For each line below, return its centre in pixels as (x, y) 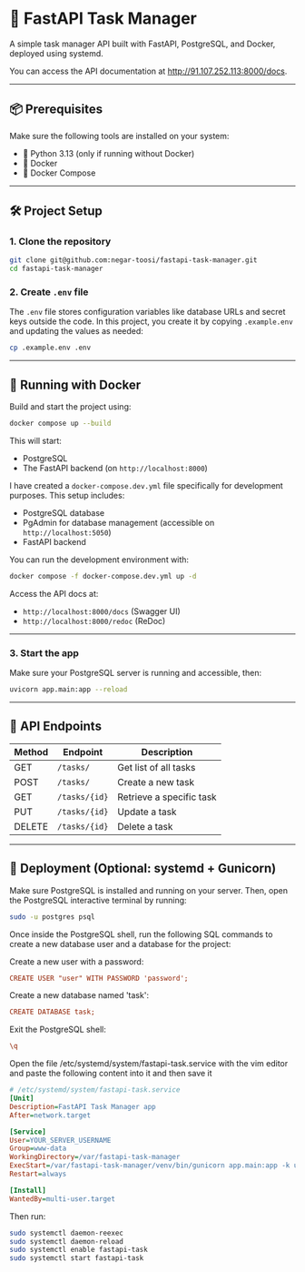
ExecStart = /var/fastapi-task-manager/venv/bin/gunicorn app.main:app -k (150, 1166)
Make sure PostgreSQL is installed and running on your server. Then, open (149, 890)
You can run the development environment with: (99, 560)
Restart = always (38, 1174)
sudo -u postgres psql (52, 917)
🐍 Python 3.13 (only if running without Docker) (108, 153)
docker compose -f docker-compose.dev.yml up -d (103, 577)
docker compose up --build (60, 424)
